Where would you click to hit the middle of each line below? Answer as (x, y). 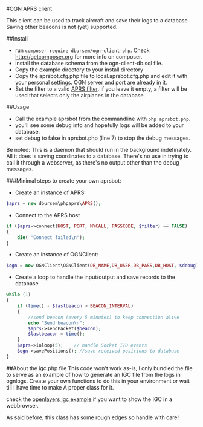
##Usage (18, 107)
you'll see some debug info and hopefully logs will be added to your (99, 125)
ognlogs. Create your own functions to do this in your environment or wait (98, 381)
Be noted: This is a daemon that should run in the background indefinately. (99, 150)
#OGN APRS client (29, 9)
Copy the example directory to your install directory (79, 70)
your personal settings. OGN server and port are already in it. (91, 82)
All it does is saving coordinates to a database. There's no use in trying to (98, 156)
